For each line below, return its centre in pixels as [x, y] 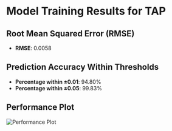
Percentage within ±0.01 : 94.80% [58, 82]
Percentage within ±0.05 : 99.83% [58, 88]
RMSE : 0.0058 [33, 48]
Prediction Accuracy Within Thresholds [83, 67]
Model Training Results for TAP [86, 11]
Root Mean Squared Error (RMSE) [71, 34]
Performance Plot [40, 107]
